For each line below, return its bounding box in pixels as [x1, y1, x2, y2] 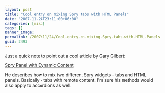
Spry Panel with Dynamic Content [5, 62, 74, 68]
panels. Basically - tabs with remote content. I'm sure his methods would [5, 77, 153, 83]
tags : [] [5, 26, 23, 31]
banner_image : [5, 30, 35, 35]
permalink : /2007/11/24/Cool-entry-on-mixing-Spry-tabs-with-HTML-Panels [5, 35, 161, 40]
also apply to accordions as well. [5, 82, 72, 88]
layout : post [5, 7, 32, 12]
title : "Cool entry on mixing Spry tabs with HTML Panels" [5, 12, 129, 17]
